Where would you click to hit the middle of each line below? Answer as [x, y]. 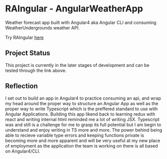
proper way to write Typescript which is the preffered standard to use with [82, 109]
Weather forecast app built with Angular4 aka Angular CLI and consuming [81, 22]
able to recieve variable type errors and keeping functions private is [75, 135]
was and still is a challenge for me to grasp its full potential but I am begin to [83, 125]
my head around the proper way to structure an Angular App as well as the [82, 103]
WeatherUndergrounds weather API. [42, 27]
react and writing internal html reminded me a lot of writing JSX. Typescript [82, 119]
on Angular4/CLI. [23, 151]
